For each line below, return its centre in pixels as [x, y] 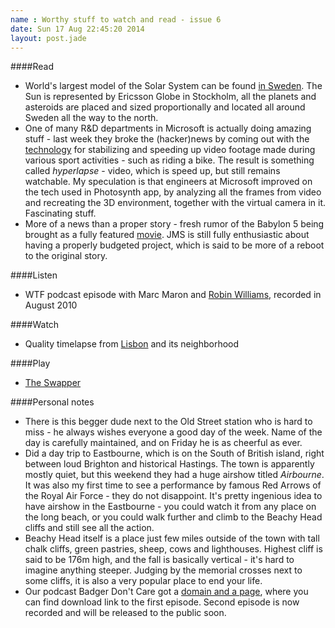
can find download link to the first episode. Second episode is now [162, 602]
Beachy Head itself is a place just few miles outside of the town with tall [172, 538]
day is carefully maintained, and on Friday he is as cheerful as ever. [163, 443]
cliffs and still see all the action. [89, 528]
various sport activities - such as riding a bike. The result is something [169, 160]
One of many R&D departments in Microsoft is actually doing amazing [168, 128]
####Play [30, 363]
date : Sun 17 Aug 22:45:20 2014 [77, 29]
